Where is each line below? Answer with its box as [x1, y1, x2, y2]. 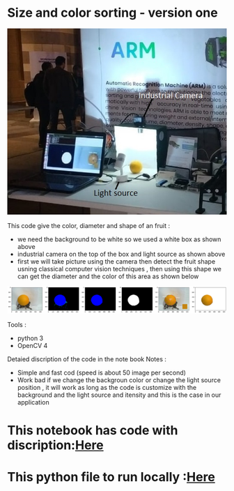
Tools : [7, 320, 26, 328]
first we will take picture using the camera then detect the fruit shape [17, 257, 216, 266]
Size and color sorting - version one [7, 5, 218, 21]
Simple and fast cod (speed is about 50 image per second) [17, 368, 187, 377]
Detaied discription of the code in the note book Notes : [7, 354, 167, 363]
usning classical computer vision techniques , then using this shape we [17, 265, 221, 273]
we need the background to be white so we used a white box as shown [17, 235, 221, 243]
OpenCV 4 [17, 341, 48, 349]
